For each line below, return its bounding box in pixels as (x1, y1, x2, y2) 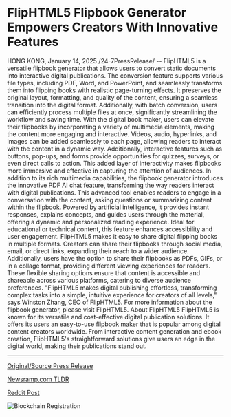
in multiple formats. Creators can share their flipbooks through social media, (7, 239, 223, 248)
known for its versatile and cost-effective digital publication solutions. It (7, 312, 210, 321)
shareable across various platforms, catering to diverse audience (7, 276, 191, 284)
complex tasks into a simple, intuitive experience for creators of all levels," (7, 290, 217, 299)
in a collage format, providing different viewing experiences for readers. (7, 261, 211, 270)
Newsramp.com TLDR (7, 375, 69, 383)
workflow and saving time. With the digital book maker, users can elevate (7, 115, 214, 123)
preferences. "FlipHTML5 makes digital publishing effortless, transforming (7, 284, 217, 292)
